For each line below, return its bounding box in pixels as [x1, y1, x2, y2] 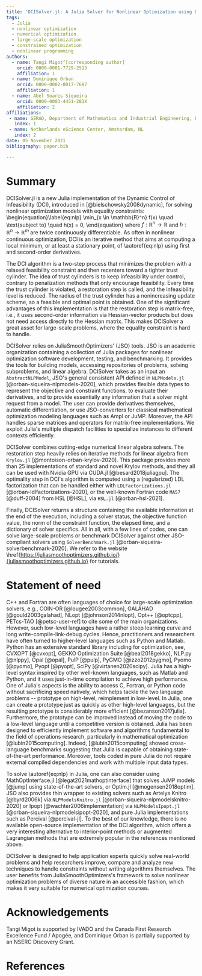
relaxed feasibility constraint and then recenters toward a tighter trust [6, 266, 179, 274]
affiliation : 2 [17, 104, 55, 110]
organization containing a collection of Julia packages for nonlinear [6, 348, 173, 355]
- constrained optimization [11, 43, 82, 49]
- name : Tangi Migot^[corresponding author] [11, 59, 125, 65]
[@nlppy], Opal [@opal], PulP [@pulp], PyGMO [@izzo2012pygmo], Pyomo [6, 656, 192, 663]
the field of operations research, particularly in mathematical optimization [6, 733, 188, 740]
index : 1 [14, 121, 36, 127]
